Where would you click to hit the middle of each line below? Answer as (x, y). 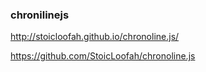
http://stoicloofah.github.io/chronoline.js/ (95, 37)
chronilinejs (40, 15)
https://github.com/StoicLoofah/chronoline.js (103, 56)
